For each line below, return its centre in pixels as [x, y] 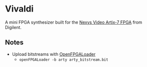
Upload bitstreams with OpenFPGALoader [54, 54]
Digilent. [13, 27]
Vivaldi [19, 9]
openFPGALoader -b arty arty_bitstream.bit [64, 60]
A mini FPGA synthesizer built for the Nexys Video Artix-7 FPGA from [74, 22]
